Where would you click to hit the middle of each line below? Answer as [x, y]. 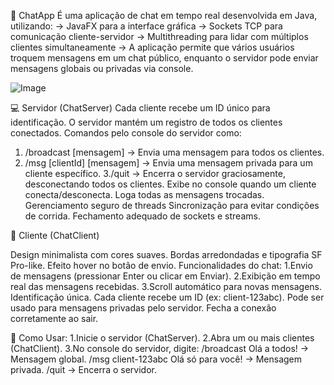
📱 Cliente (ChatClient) [55, 235]
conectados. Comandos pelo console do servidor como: [126, 133]
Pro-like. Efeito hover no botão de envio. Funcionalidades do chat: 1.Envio [161, 265]
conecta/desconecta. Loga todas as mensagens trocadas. [144, 194]
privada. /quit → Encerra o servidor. [83, 369]
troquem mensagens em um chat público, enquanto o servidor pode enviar [164, 58]
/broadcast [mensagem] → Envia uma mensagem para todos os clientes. [174, 152]
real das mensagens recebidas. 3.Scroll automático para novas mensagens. [166, 286]
